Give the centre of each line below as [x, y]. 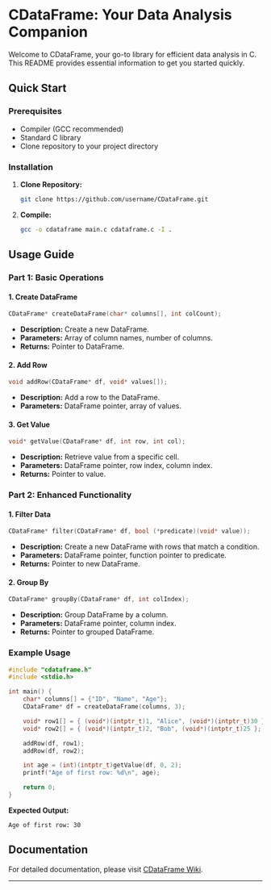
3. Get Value [29, 424]
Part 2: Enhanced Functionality [70, 495]
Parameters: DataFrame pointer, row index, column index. [117, 466]
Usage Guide [42, 255]
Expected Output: [39, 810]
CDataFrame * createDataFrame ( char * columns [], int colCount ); [115, 314]
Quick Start [38, 88]
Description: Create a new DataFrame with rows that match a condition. [140, 547]
